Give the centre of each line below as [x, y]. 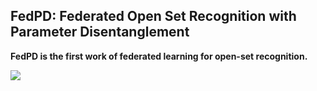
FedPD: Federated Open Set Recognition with [153, 16]
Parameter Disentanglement [100, 32]
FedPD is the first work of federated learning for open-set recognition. [159, 56]
